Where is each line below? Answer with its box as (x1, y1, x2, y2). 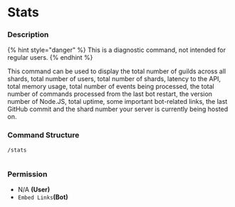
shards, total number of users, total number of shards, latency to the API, (7, 75, 221, 83)
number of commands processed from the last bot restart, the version (7, 90, 212, 98)
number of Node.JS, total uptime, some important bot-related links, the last (7, 97, 228, 106)
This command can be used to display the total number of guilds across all (7, 67, 226, 75)
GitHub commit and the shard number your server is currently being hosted (7, 105, 229, 114)
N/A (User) (17, 186, 51, 194)
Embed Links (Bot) (17, 193, 69, 201)
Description (7, 30, 49, 40)
